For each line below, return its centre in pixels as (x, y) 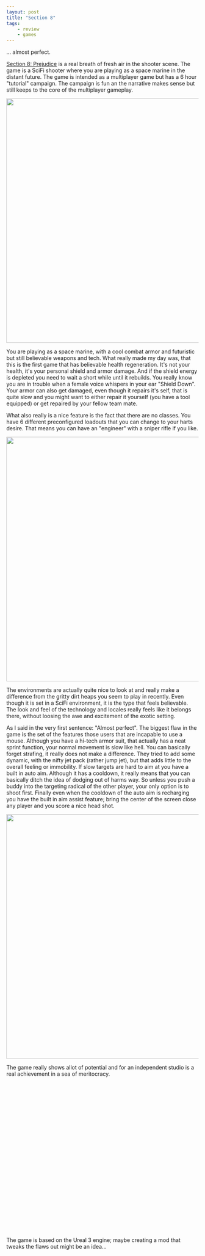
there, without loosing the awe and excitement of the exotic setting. (91, 716)
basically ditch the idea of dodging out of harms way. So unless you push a (101, 780)
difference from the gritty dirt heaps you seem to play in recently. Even (95, 697)
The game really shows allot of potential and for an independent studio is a (100, 1068)
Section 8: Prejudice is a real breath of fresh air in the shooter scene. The (99, 64)
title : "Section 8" (31, 18)
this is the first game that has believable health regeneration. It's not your (98, 365)
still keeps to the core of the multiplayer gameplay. (70, 90)
